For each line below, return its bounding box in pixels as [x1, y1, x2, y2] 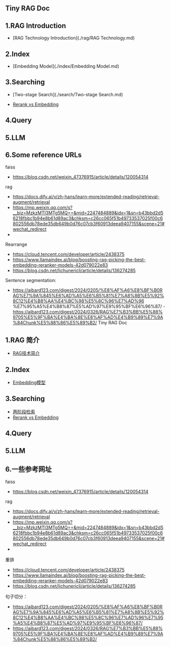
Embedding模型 [12, 379, 46, 386]
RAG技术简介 [12, 350, 40, 356]
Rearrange [5, 241, 27, 247]
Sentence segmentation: [5, 277, 57, 284]
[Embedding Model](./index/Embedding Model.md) [12, 63, 119, 69]
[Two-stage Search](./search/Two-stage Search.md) [12, 91, 123, 97]
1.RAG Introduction [5, 21, 66, 30]
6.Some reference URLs [5, 151, 82, 159]
